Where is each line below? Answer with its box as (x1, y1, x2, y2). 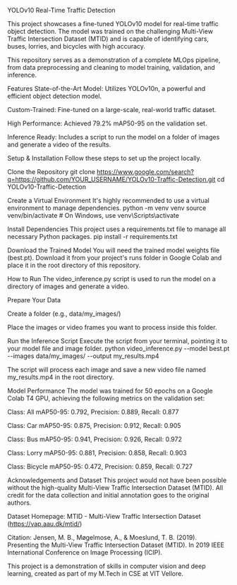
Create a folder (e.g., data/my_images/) (7, 309, 121, 318)
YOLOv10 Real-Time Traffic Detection (7, 6, 116, 14)
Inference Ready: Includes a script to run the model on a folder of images (7, 133, 220, 141)
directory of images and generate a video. (7, 282, 130, 290)
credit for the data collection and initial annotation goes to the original (7, 491, 209, 499)
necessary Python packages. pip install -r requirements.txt (7, 233, 178, 240)
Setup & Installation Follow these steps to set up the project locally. (7, 154, 202, 162)
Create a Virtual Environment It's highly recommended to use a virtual (7, 197, 209, 204)
